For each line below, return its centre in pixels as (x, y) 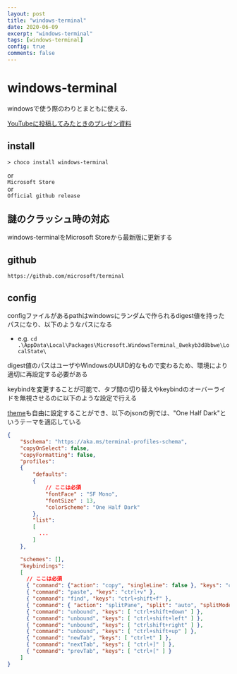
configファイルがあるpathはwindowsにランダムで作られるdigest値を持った (116, 316)
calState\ (32, 352)
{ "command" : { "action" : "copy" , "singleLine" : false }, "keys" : (124, 586)
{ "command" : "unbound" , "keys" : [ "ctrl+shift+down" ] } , (115, 612)
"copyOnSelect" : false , (55, 448)
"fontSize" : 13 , (71, 501)
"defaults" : (50, 474)
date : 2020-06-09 (33, 27)
